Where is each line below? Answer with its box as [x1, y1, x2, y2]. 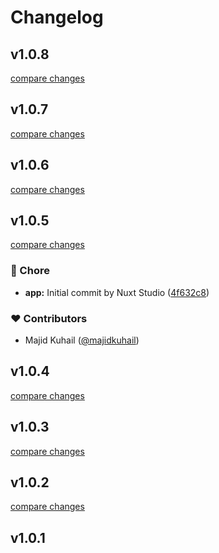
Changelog [10, 6, 104, 29]
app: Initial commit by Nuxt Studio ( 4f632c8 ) [24, 286, 210, 298]
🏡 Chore [10, 264, 50, 278]
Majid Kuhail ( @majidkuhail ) [24, 334, 140, 346]
